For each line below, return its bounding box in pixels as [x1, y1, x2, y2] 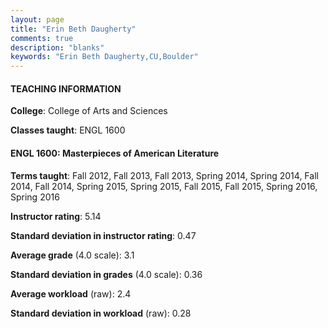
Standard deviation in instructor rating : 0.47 [10, 229, 197, 241]
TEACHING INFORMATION [10, 82, 122, 95]
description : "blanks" [10, 42, 105, 53]
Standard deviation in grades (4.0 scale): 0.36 [10, 268, 203, 280]
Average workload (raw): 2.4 [10, 287, 132, 300]
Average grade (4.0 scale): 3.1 [10, 249, 135, 261]
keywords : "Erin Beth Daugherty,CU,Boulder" [10, 52, 199, 62]
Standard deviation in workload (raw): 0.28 [10, 307, 192, 319]
